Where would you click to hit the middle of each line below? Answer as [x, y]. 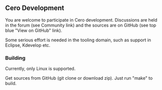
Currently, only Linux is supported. [40, 69]
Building [15, 58]
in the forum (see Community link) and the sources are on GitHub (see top [81, 25]
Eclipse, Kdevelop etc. [28, 45]
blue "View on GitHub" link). [34, 30]
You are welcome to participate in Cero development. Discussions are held [81, 20]
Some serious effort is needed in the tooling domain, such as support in [78, 40]
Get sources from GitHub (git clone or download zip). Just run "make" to [79, 78]
